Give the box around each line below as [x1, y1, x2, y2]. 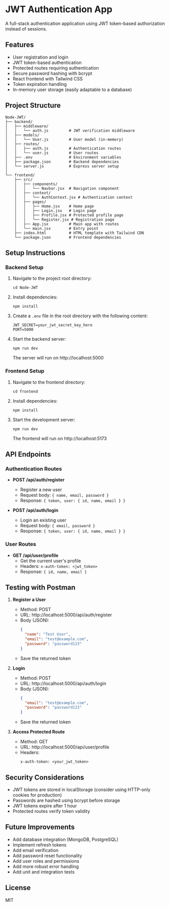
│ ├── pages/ [14, 199, 47, 204]
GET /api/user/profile [12, 552, 59, 558]
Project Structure [5, 101, 61, 110]
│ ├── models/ [5, 132, 40, 138]
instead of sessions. [5, 25, 47, 32]
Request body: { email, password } [20, 523, 95, 529]
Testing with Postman [5, 583, 76, 592]
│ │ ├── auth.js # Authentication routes [5, 146, 122, 151]
